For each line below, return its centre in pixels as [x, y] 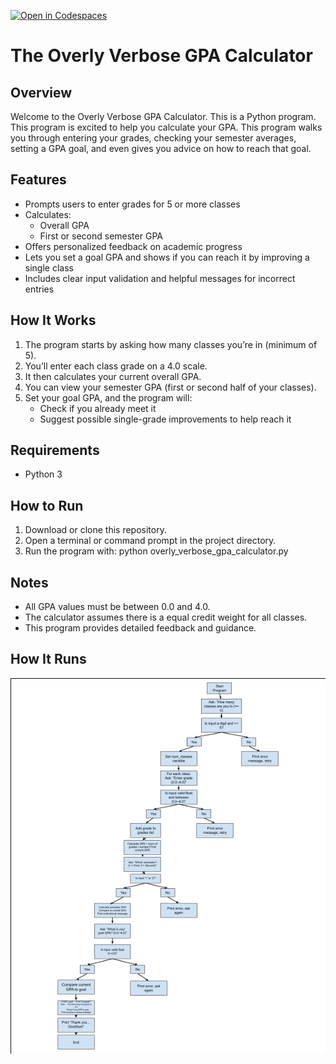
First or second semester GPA [101, 236]
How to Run [47, 505]
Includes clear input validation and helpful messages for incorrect [160, 278]
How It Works [53, 320]
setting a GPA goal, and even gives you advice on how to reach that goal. [161, 148]
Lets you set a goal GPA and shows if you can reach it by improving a [167, 257]
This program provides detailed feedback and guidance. [140, 628]
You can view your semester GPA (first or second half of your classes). [170, 387]
